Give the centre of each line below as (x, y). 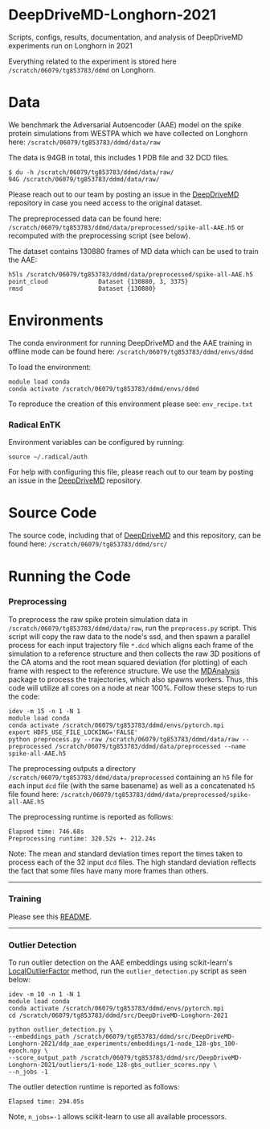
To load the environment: (50, 367)
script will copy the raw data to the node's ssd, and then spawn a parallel (129, 636)
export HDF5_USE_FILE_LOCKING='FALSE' (73, 732)
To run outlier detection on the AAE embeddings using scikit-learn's (121, 963)
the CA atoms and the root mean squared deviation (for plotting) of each (128, 662)
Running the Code (70, 577)
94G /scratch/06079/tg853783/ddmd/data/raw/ (84, 179)
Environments (56, 321)
